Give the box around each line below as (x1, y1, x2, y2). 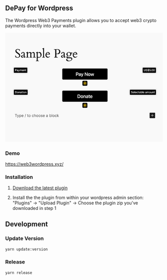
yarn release (5, 270, 32, 275)
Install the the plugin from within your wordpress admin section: (12, 195, 144, 201)
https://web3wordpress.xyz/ (5, 161, 64, 167)
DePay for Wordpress (5, 4, 73, 13)
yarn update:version (5, 247, 48, 252)
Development (5, 220, 48, 228)
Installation (5, 174, 33, 181)
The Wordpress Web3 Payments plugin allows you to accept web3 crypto (5, 17, 156, 23)
